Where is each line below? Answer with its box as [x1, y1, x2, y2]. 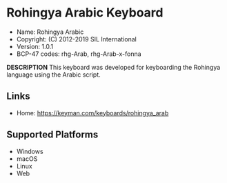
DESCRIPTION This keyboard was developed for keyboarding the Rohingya [6, 63, 221, 71]
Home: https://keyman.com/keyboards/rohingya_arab [16, 108, 169, 117]
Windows [16, 147, 43, 155]
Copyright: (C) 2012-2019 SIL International [16, 35, 137, 43]
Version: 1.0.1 [16, 42, 53, 50]
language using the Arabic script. [6, 70, 101, 79]
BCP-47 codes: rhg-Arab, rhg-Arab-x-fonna [16, 50, 142, 58]
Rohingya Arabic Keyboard [6, 5, 164, 21]
